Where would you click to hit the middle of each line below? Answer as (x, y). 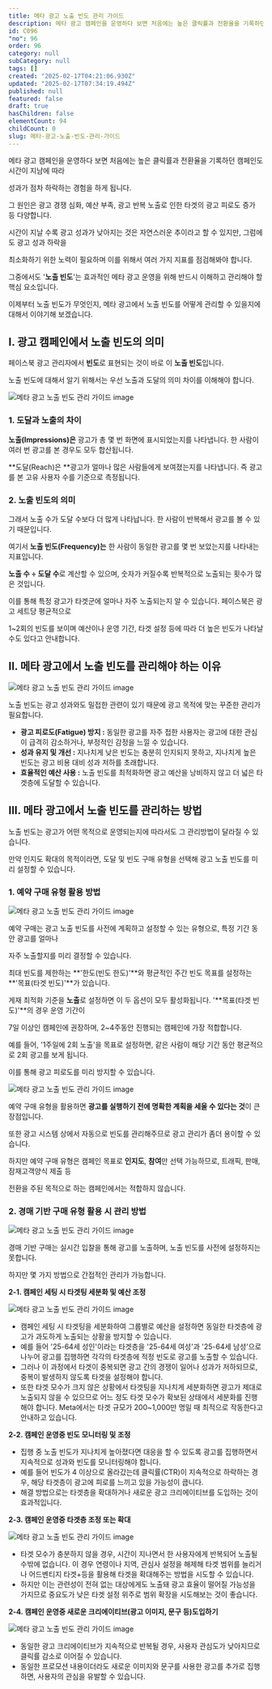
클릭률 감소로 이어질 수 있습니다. (71, 1657)
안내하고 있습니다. (48, 1418)
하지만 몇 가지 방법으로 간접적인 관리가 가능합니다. (87, 1275)
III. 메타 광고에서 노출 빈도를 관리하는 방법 (105, 811)
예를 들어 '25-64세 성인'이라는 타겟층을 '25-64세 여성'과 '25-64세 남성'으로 (140, 1347)
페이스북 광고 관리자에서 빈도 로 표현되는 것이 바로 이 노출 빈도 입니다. (116, 363)
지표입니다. (26, 557)
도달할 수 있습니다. (71, 783)
